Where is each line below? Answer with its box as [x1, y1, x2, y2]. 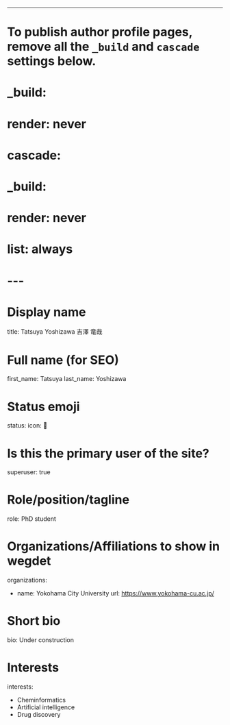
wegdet [7, 553, 51, 569]
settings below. [7, 53, 97, 69]
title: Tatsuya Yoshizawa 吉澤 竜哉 [7, 328, 103, 336]
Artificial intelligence [16, 703, 75, 711]
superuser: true [7, 468, 51, 476]
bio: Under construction [7, 636, 74, 644]
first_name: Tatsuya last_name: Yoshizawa [7, 375, 127, 383]
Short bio [7, 613, 61, 629]
